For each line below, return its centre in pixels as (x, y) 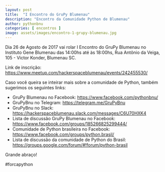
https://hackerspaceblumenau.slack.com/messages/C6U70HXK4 (79, 113)
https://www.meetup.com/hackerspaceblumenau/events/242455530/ (77, 73)
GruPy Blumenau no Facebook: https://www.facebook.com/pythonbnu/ (85, 97)
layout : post (19, 10)
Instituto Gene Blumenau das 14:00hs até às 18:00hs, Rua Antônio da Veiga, (82, 52)
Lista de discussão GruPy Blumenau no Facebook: (64, 118)
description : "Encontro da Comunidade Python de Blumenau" (68, 19)
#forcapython (19, 164)
